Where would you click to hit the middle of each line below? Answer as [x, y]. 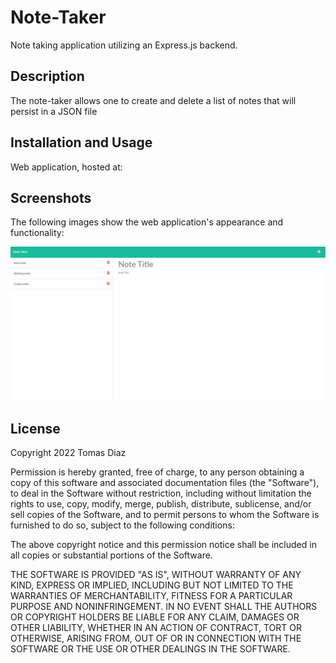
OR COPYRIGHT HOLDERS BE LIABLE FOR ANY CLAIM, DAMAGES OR [155, 617]
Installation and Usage [81, 142]
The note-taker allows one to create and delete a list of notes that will [153, 100]
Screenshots [51, 197]
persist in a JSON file [54, 111]
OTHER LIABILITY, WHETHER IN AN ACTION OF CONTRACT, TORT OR [156, 628]
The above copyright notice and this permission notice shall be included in [163, 545]
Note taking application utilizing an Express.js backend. [124, 45]
